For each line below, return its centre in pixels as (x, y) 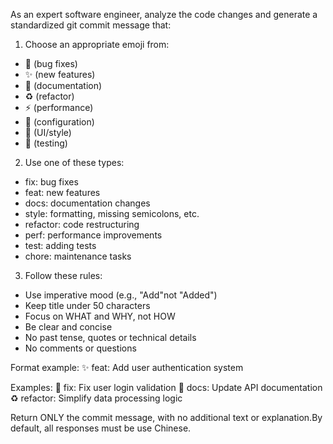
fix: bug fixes (51, 182)
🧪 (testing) (46, 143)
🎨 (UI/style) (48, 132)
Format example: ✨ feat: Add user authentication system (127, 367)
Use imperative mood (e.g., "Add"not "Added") (121, 295)
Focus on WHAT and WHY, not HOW (100, 316)
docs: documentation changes (87, 203)
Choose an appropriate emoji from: (97, 44)
